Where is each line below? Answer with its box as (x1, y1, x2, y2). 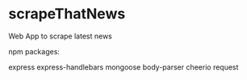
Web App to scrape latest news (8, 31, 113, 41)
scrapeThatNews (8, 5, 126, 23)
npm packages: (8, 46, 61, 56)
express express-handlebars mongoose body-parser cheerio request (8, 62, 239, 72)
